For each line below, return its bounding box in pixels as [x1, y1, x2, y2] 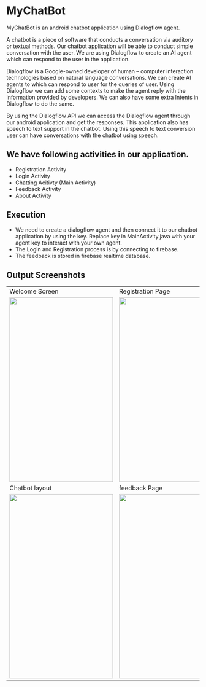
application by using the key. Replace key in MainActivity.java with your [15, 232, 196, 240]
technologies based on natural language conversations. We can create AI [6, 74, 191, 81]
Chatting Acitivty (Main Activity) [15, 179, 96, 186]
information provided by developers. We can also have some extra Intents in [6, 93, 199, 101]
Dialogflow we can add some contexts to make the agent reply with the [6, 87, 186, 94]
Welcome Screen [9, 287, 59, 296]
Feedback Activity [15, 185, 61, 192]
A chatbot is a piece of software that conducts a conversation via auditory [6, 36, 193, 43]
